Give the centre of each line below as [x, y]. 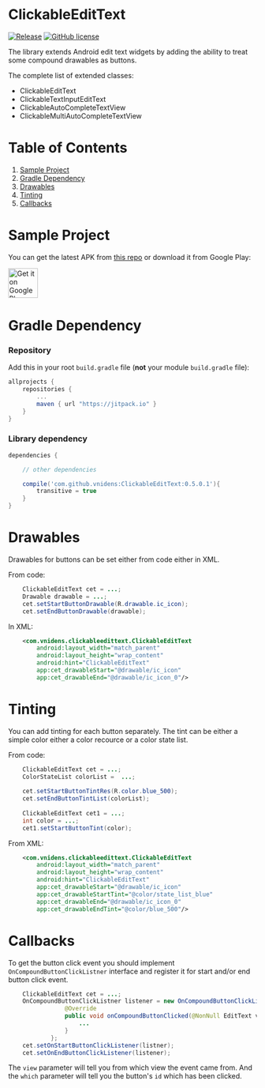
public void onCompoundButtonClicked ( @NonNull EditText [158, 1016]
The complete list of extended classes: [71, 75]
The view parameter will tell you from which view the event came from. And [130, 1067]
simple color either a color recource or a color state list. [98, 740]
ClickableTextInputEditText [63, 99]
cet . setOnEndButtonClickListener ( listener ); [97, 1052]
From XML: [26, 843]
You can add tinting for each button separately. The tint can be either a [123, 731]
